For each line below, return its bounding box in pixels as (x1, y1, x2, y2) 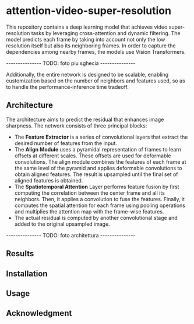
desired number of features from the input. (14, 139, 118, 147)
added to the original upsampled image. (14, 220, 111, 228)
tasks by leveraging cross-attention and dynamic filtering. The (31, 29, 181, 36)
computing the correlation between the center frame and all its (14, 189, 165, 197)
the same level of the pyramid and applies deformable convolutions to (14, 164, 182, 171)
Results (6, 249, 34, 258)
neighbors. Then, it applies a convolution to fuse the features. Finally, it (14, 195, 185, 202)
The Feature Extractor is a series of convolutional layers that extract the (14, 133, 188, 140)
